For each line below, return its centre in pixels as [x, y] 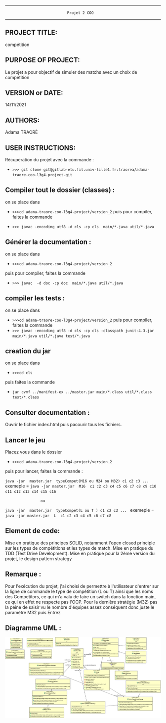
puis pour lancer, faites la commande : [44, 471]
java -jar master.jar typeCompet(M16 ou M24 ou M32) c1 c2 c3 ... [77, 481]
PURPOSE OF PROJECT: [42, 60]
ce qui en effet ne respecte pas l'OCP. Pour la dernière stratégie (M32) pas [81, 602]
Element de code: [33, 531]
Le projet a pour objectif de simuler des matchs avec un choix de [71, 72]
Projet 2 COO [80, 13]
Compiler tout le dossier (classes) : [60, 190]
